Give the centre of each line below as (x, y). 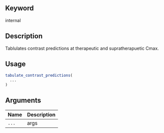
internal (13, 20)
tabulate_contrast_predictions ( (39, 76)
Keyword (20, 8)
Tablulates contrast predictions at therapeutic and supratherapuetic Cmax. (82, 48)
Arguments (23, 101)
